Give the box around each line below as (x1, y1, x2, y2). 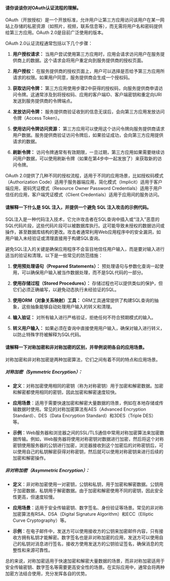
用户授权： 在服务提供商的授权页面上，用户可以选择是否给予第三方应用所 (12, 68, 165, 74)
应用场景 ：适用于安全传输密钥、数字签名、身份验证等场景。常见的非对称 (12, 505, 163, 511)
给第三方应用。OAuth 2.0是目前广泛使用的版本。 (5, 29, 106, 35)
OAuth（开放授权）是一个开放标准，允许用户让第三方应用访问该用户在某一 (5, 17, 160, 23)
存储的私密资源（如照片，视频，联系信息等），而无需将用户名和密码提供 (14, 23, 163, 29)
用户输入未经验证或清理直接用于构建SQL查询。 (5, 236, 103, 242)
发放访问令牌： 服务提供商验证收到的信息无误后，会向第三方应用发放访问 (12, 109, 165, 115)
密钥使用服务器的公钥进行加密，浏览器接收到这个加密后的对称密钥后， (12, 442, 159, 448)
